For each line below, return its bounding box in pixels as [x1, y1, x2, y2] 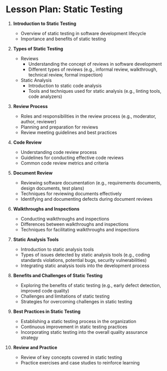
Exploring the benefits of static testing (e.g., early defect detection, [20, 282, 161, 288]
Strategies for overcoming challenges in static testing [20, 298, 132, 304]
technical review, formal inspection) [28, 71, 103, 77]
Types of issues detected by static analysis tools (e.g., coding [20, 251, 150, 258]
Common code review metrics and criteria [20, 160, 109, 166]
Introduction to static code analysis [28, 83, 102, 89]
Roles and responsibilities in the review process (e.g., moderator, [20, 113, 156, 119]
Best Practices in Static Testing [13, 308, 81, 314]
